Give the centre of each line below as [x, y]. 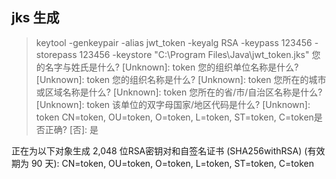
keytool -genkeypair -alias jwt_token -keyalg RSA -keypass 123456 [174, 42]
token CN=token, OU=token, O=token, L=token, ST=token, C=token [174, 117]
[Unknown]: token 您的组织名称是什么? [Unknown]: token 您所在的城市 [181, 79]
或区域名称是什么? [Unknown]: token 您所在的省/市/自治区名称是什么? [179, 92]
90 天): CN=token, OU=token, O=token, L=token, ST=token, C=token [172, 163]
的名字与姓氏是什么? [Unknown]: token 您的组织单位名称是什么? [167, 67]
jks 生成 [35, 18]
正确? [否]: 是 [71, 129]
